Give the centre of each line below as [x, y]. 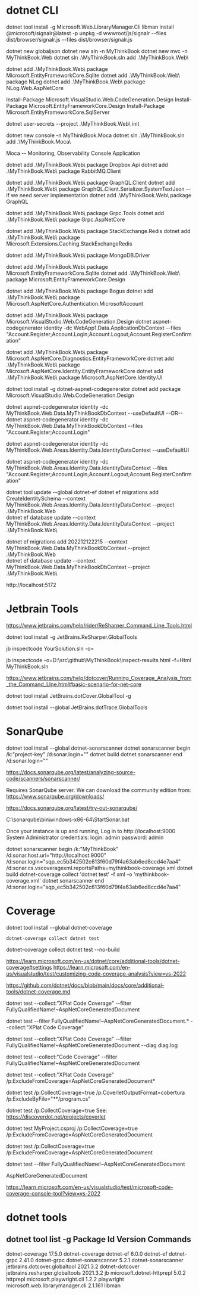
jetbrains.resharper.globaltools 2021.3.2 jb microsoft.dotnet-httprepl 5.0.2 [96, 1272]
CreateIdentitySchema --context [46, 498]
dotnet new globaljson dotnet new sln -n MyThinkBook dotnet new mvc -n [97, 51]
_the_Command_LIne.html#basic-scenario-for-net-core [74, 684]
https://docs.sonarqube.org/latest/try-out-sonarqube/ [72, 808]
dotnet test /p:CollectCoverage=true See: [57, 1110]
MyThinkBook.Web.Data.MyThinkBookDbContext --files [75, 426]
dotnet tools [37, 1217]
